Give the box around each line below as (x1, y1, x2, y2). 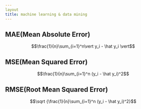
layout (5, 7, 19, 12)
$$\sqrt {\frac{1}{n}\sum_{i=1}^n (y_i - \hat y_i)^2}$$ (30, 98, 137, 104)
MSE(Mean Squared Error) (5, 57, 88, 66)
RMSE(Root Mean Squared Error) (5, 85, 108, 94)
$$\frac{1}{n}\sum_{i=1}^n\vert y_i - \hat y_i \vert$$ (31, 43, 135, 50)
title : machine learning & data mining (5, 12, 88, 17)
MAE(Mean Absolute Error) (5, 30, 91, 39)
